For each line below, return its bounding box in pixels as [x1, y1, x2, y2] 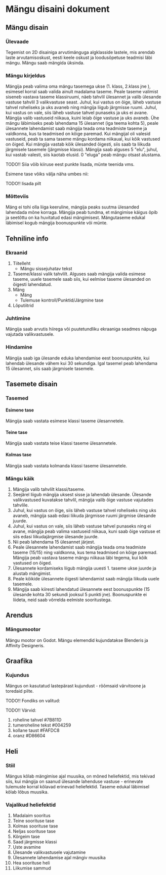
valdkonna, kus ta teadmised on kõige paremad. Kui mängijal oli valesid [5, 131, 151, 137]
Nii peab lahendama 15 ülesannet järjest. [12, 539, 95, 545]
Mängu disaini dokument [5, 3, 110, 15]
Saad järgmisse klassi [12, 839, 57, 845]
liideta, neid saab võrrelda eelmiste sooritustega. [12, 597, 112, 603]
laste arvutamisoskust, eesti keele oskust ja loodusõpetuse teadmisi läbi [5, 54, 153, 60]
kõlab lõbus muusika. [5, 789, 49, 795]
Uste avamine [12, 844, 41, 850]
